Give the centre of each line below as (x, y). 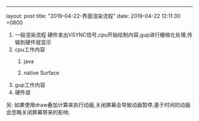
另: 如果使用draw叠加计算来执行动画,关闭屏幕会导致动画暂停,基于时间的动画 (98, 105)
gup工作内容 (30, 85)
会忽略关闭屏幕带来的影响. (38, 112)
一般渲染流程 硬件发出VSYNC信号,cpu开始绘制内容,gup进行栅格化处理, (101, 35)
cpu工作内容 (30, 50)
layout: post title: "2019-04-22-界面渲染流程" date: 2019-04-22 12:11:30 (93, 16)
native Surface (41, 73)
